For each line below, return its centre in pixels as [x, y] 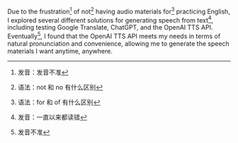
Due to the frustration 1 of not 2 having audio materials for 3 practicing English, [119, 11]
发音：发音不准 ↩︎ [43, 72]
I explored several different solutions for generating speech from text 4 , [110, 19]
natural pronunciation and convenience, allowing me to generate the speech [119, 43]
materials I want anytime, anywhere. [60, 51]
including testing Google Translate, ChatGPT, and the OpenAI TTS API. [110, 27]
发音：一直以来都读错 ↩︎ [52, 117]
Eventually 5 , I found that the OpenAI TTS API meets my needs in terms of [114, 36]
